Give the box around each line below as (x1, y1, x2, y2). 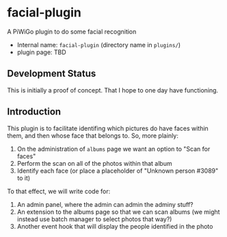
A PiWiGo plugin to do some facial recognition (7, 27, 137, 36)
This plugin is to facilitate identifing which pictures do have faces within (7, 124, 209, 132)
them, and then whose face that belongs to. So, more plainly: (7, 132, 179, 140)
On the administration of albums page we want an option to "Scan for (16, 145, 211, 153)
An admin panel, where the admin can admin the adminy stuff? (16, 200, 193, 208)
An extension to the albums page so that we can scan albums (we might (16, 208, 220, 216)
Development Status (7, 68, 96, 79)
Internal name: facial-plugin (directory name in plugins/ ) (16, 40, 181, 49)
